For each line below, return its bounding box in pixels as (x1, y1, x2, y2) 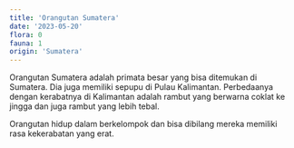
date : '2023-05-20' (9, 22, 83, 31)
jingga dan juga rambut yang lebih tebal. (9, 101, 161, 112)
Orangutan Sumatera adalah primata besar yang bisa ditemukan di (9, 72, 258, 83)
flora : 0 (9, 30, 43, 39)
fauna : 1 (9, 38, 43, 48)
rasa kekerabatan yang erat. (9, 128, 115, 139)
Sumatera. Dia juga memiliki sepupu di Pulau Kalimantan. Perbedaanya (9, 82, 274, 93)
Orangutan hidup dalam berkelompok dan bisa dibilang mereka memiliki (9, 119, 278, 130)
